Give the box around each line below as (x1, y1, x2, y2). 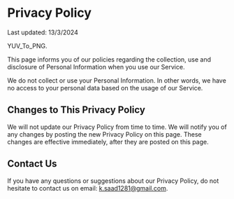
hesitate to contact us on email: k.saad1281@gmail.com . (7, 184, 168, 192)
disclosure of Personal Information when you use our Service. (7, 62, 185, 71)
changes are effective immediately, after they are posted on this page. (7, 137, 210, 146)
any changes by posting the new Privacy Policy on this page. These (7, 130, 202, 138)
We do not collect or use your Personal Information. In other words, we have (7, 76, 227, 85)
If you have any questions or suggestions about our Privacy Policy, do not (7, 177, 219, 185)
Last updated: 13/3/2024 (7, 28, 78, 36)
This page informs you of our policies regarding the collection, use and (7, 55, 212, 64)
